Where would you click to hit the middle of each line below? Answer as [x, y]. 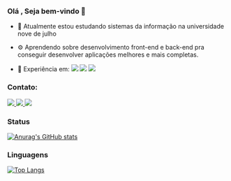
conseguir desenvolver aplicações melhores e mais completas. [108, 55]
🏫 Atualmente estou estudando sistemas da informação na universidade [121, 27]
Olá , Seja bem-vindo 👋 [46, 11]
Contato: [23, 87]
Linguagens [28, 154]
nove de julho [37, 34]
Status [18, 122]
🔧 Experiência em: [43, 69]
